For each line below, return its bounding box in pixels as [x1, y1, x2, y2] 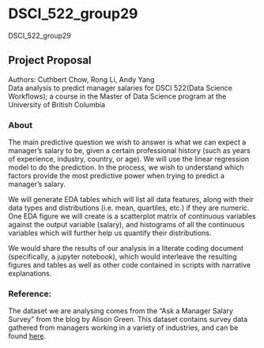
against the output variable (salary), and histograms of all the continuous [8, 220, 245, 230]
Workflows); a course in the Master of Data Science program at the [8, 92, 227, 101]
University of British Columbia [8, 99, 105, 109]
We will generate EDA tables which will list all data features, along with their [8, 195, 255, 204]
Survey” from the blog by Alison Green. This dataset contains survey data [8, 315, 248, 324]
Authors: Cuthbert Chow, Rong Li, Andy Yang [8, 74, 155, 84]
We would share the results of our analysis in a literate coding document [8, 244, 243, 253]
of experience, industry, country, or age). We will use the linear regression [8, 155, 250, 164]
